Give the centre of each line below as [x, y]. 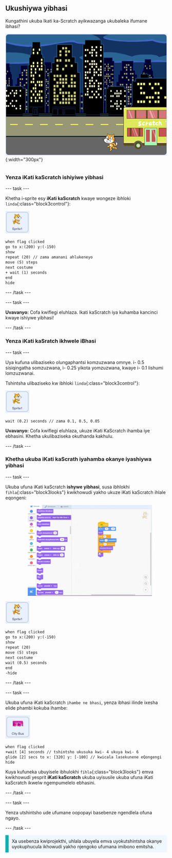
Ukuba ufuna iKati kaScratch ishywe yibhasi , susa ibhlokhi [68, 487]
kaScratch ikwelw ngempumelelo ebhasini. [51, 783]
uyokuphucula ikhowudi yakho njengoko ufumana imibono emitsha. [83, 847]
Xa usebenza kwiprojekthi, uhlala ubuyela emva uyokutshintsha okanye [87, 841]
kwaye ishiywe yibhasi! [30, 318]
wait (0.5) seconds [26, 663]
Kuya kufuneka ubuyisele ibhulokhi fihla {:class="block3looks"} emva [80, 772]
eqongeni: [16, 498]
